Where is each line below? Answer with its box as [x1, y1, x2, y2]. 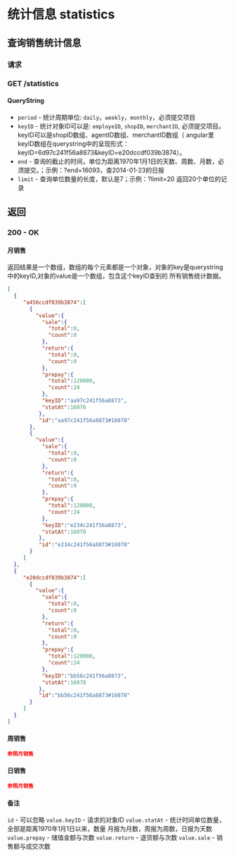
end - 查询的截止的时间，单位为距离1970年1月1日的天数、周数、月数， [17, 156, 219, 166]
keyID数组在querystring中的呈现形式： [17, 139, 129, 148]
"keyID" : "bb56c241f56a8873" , [41, 672, 128, 679]
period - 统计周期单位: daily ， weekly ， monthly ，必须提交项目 [17, 113, 195, 121]
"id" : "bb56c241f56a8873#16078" [38, 692, 131, 699]
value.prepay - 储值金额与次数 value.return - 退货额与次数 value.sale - [7, 833, 216, 842]
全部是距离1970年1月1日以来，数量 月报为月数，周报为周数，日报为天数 [7, 825, 212, 833]
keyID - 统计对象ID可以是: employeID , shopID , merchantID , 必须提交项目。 [17, 121, 225, 130]
